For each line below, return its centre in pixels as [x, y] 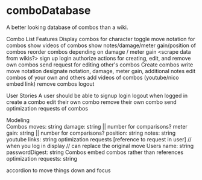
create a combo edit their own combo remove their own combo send [91, 102]
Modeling [18, 120]
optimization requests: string [42, 158]
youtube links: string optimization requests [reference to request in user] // [99, 139]
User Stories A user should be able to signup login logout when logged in [97, 95]
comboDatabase [49, 11]
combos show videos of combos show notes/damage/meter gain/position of [101, 45]
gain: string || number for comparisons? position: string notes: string [91, 133]
